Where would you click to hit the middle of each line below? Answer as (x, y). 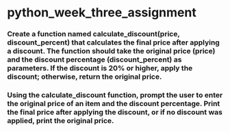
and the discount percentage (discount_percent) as (94, 60)
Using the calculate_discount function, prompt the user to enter (115, 95)
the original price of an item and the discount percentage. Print (114, 104)
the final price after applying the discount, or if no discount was (115, 112)
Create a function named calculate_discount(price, (93, 34)
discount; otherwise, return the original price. (85, 77)
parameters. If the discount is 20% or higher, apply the (100, 68)
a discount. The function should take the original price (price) (111, 51)
